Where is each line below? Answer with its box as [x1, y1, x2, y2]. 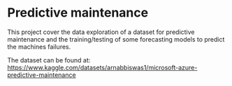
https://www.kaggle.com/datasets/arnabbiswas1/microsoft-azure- [7, 63, 198, 71]
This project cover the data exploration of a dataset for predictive [7, 28, 195, 36]
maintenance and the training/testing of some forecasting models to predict [7, 35, 225, 43]
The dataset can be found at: [7, 55, 91, 64]
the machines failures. [7, 42, 71, 51]
